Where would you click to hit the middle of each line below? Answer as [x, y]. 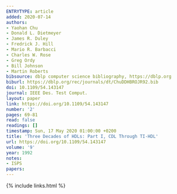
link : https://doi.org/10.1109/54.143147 [57, 104]
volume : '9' [21, 147]
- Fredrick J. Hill [30, 44]
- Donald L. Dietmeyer [34, 33]
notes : [14, 158]
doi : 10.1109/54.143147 [35, 88]
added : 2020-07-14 [28, 17]
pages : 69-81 [22, 115]
